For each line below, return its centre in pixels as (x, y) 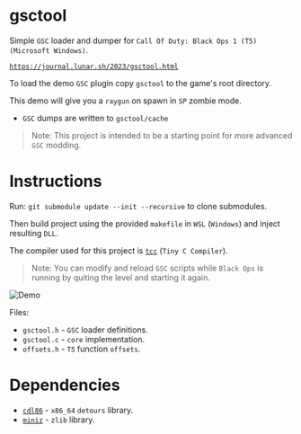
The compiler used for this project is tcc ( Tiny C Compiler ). (119, 250)
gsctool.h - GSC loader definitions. (85, 330)
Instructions (56, 182)
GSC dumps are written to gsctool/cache (95, 118)
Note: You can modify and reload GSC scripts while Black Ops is (147, 268)
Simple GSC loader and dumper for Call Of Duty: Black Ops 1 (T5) (133, 40)
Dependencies (65, 385)
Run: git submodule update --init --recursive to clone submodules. (138, 206)
